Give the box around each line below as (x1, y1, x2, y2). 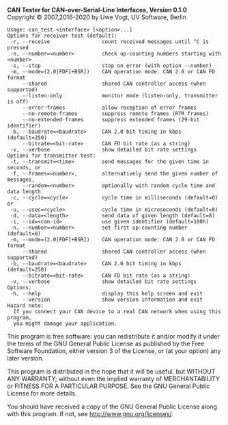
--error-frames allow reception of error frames (22, 104, 197, 111)
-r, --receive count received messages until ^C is (10, 38, 210, 45)
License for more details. (7, 389, 77, 397)
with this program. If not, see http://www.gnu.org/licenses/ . (7, 410, 174, 417)
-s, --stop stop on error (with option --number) (10, 62, 212, 69)
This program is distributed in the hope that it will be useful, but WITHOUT (7, 367, 216, 376)
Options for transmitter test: (7, 152, 96, 159)
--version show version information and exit (22, 296, 203, 303)
